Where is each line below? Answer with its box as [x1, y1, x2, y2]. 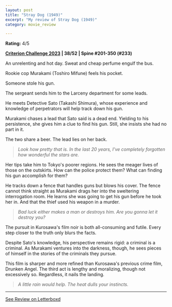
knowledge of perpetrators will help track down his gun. [5, 106, 123, 112]
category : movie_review [5, 22, 56, 27]
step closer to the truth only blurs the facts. [5, 229, 97, 236]
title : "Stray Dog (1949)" [5, 12, 63, 17]
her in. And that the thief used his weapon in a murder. [5, 199, 120, 205]
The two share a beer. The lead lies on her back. [5, 137, 107, 143]
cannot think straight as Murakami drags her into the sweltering [5, 188, 139, 194]
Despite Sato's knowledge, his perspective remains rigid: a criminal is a [5, 240, 156, 246]
